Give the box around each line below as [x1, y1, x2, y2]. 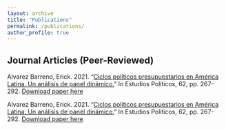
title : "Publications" [7, 16, 72, 23]
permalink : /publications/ [7, 23, 85, 29]
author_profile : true [7, 29, 70, 36]
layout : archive [7, 10, 54, 17]
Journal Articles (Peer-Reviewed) [7, 54, 154, 66]
